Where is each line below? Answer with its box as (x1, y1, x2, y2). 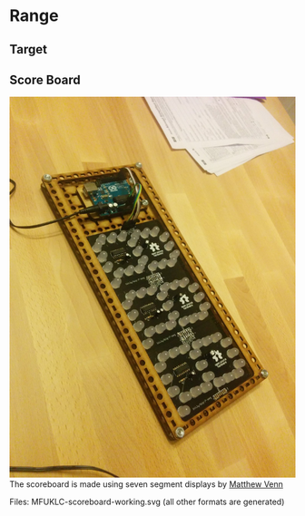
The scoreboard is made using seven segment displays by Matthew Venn (9, 479, 284, 490)
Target (9, 42, 48, 57)
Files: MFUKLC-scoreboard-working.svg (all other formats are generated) (9, 496, 285, 508)
